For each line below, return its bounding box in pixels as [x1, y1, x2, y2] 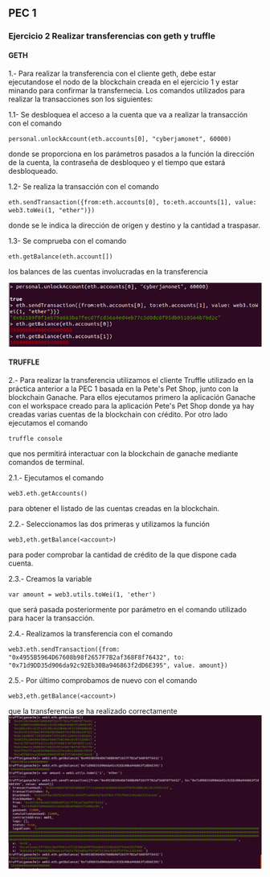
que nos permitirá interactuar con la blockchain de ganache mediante [8, 448, 239, 458]
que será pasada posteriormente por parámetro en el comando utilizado [8, 604, 247, 614]
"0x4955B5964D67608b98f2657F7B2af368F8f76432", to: [8, 653, 185, 661]
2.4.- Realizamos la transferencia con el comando [8, 628, 173, 638]
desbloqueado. [8, 166, 59, 175]
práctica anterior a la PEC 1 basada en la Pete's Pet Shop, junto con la [8, 384, 239, 393]
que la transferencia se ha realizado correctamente [8, 706, 178, 715]
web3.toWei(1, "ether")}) [8, 206, 95, 214]
